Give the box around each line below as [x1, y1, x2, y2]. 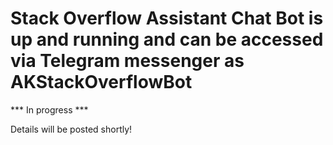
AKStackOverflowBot [10, 71, 193, 94]
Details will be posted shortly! [10, 123, 133, 135]
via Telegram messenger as [10, 50, 245, 72]
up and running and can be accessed [10, 28, 324, 51]
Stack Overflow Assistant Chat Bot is [10, 7, 324, 30]
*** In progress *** [10, 103, 89, 116]
